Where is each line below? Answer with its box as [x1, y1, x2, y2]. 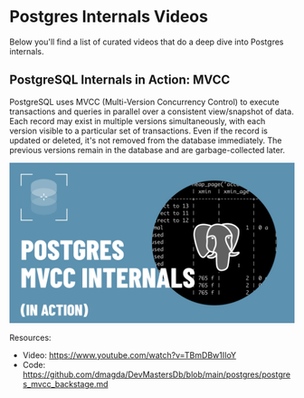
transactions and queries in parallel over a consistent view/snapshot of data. [9, 106, 294, 117]
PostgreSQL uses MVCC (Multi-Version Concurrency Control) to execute [9, 96, 280, 107]
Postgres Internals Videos [9, 6, 208, 27]
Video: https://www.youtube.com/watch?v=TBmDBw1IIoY [22, 350, 237, 361]
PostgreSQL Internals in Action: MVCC [9, 73, 231, 88]
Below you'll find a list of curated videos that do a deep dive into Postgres [9, 36, 284, 47]
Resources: [9, 333, 52, 344]
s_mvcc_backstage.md [22, 379, 109, 390]
